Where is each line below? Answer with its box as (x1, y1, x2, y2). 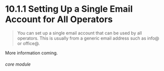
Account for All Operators (5, 14, 113, 25)
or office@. (17, 40, 41, 46)
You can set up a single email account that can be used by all (17, 30, 142, 36)
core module (5, 61, 31, 67)
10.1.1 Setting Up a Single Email (5, 3, 133, 15)
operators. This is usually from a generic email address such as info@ (17, 35, 160, 41)
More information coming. (5, 50, 58, 56)
